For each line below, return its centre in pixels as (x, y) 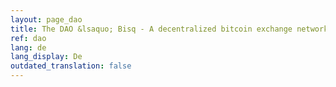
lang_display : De (46, 57)
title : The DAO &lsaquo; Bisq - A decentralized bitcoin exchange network (169, 29)
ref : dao (28, 38)
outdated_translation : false (71, 66)
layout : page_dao (46, 19)
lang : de (28, 47)
